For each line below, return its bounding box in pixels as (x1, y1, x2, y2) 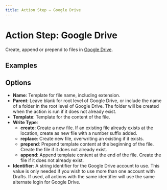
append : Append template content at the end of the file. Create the (20, 152, 162, 158)
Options (5, 79, 32, 87)
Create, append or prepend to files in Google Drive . (5, 46, 113, 53)
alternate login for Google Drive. (12, 179, 81, 185)
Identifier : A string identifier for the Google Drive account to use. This (12, 162, 160, 169)
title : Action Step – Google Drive (5, 7, 81, 13)
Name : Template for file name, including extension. (12, 92, 121, 98)
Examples (5, 61, 37, 69)
